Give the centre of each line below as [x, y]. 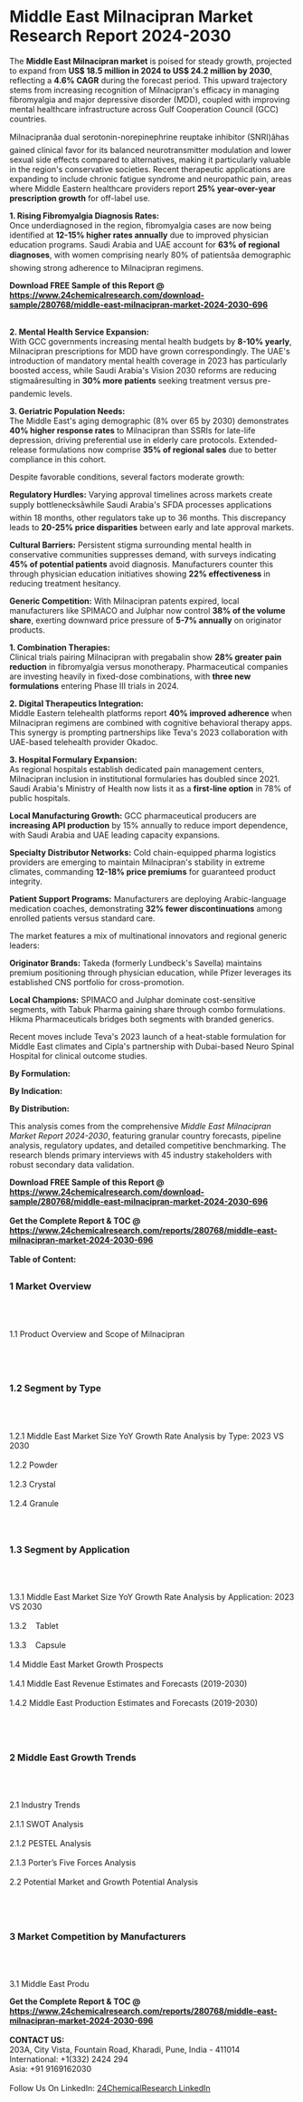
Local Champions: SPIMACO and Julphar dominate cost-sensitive [133, 1000]
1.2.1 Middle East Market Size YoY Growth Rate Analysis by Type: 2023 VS [147, 1436]
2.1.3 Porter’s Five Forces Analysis [73, 1863]
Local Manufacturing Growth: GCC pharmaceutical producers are [133, 815]
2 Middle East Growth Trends [73, 1758]
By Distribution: [39, 1109]
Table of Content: [43, 1259]
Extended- [258, 440]
